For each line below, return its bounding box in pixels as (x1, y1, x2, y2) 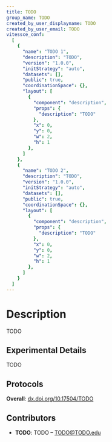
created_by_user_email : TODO (6, 26, 80, 32)
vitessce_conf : (6, 32, 45, 38)
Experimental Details (6, 345, 87, 355)
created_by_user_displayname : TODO (6, 20, 96, 26)
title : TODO (6, 9, 36, 15)
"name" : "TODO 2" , (22, 168, 69, 174)
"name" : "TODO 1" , (22, 49, 69, 55)
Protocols (6, 379, 44, 389)
